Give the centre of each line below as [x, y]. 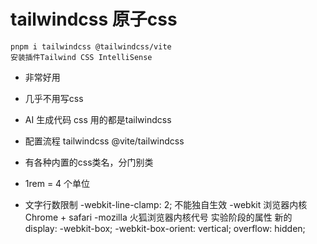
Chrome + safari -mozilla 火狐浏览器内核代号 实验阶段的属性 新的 [158, 217]
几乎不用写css [54, 98]
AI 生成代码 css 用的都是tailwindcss [98, 119]
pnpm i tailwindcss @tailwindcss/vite [91, 46]
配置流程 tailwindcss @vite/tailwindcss [104, 141]
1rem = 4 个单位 [57, 183]
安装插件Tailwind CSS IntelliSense [81, 57]
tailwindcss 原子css [94, 19]
